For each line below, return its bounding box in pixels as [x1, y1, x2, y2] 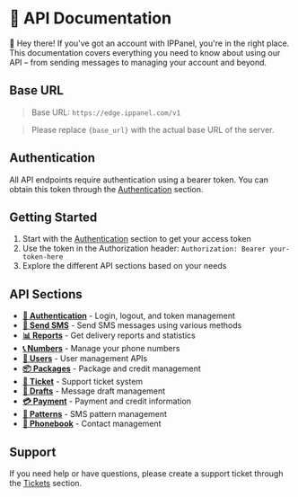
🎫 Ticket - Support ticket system [22, 377, 144, 387]
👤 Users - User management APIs [22, 353, 148, 364]
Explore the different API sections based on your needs [22, 261, 227, 271]
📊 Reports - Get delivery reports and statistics [22, 330, 196, 341]
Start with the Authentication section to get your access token [22, 234, 251, 244]
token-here [22, 253, 64, 262]
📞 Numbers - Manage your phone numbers [22, 343, 180, 354]
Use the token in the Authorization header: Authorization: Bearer [22, 243, 267, 254]
